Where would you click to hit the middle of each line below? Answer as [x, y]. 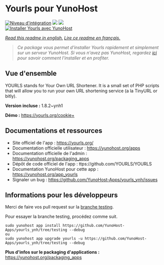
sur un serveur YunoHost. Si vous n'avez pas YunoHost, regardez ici [87, 53]
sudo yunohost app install [33, 226]
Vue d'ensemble [31, 74]
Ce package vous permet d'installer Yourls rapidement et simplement [88, 47]
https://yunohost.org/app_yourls [45, 174]
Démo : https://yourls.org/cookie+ [40, 115]
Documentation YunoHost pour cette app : [55, 169]
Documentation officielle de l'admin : [50, 153]
